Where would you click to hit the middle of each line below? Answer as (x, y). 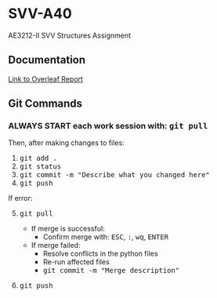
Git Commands (45, 104)
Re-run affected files (76, 262)
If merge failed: (56, 245)
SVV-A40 (40, 14)
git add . (38, 158)
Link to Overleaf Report (46, 78)
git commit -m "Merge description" (111, 271)
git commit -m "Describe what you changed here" (114, 175)
